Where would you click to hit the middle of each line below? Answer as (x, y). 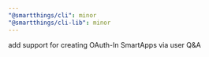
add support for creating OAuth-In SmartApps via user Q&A (104, 45)
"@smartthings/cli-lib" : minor (60, 23)
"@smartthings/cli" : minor (52, 15)
